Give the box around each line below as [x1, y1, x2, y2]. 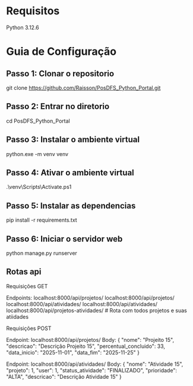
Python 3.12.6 [6, 24, 40, 31]
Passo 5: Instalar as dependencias [6, 201, 136, 211]
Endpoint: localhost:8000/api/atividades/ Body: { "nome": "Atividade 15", [6, 360, 183, 368]
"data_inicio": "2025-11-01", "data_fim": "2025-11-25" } [6, 348, 140, 356]
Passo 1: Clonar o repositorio [6, 69, 115, 79]
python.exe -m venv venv [6, 150, 69, 157]
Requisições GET [6, 282, 48, 289]
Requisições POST [6, 325, 52, 332]
